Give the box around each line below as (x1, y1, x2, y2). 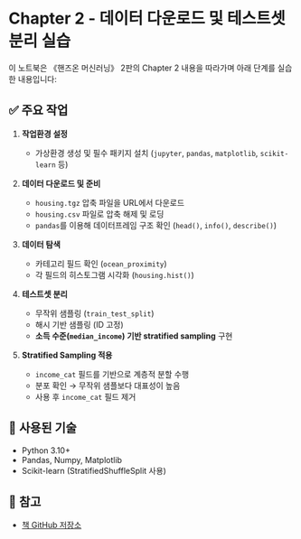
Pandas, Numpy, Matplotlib (21, 454, 123, 465)
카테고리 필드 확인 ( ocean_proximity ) (34, 258, 168, 269)
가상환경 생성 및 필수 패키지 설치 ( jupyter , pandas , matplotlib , (34, 147, 259, 158)
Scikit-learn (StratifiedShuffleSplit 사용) (21, 465, 166, 476)
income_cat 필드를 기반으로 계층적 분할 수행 (34, 368, 190, 379)
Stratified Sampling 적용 (21, 349, 113, 360)
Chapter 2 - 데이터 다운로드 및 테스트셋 (8, 8, 286, 29)
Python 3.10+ (21, 444, 71, 456)
